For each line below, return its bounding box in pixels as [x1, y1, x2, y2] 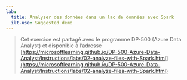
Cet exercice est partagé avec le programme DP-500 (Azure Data [20, 36, 182, 43]
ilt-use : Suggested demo [11, 20, 73, 25]
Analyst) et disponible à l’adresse [20, 42, 102, 49]
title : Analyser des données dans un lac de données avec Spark [11, 14, 174, 20]
